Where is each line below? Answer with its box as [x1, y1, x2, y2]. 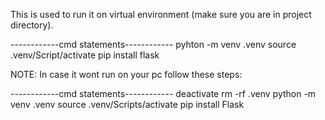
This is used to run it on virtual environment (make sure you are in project [10, 9, 312, 20]
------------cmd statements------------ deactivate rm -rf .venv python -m [10, 88, 317, 99]
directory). [10, 19, 54, 31]
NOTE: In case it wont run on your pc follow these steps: [10, 69, 243, 80]
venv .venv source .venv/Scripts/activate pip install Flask [10, 99, 245, 110]
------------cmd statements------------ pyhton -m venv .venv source [10, 39, 297, 50]
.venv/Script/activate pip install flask [10, 49, 160, 61]
